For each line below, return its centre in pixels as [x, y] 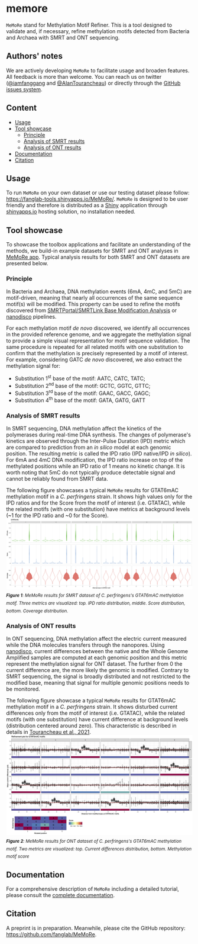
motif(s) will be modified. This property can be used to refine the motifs [93, 304]
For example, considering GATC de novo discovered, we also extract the [94, 359]
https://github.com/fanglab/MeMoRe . [51, 934]
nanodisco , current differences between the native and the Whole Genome [97, 651]
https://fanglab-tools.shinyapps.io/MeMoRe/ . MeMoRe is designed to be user [97, 199]
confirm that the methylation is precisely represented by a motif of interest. [98, 354]
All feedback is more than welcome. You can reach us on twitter [84, 76]
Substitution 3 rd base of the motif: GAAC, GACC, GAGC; [82, 393]
